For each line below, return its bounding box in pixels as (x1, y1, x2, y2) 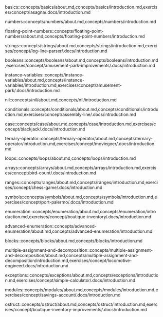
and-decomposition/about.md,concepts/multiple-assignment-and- (5, 253, 139, 258)
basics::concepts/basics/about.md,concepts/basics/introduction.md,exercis (5, 4, 158, 10)
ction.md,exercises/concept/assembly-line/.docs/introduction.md (5, 112, 136, 117)
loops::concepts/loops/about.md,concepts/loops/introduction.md (5, 155, 136, 161)
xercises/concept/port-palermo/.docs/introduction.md (5, 199, 114, 205)
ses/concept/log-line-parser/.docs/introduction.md (5, 48, 108, 54)
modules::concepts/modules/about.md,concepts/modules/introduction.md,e (5, 287, 158, 293)
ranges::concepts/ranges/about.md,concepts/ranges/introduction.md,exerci (5, 180, 158, 185)
